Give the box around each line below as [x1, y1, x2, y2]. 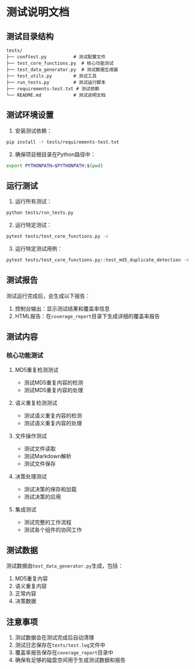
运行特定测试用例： [14, 245, 63, 252]
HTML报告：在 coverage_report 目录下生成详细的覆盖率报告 [14, 312, 160, 319]
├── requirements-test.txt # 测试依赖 [6, 86, 100, 92]
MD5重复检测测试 [14, 366, 59, 373]
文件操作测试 [14, 432, 47, 439]
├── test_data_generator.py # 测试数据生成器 [6, 67, 118, 73]
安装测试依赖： [14, 127, 52, 134]
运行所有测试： [14, 198, 52, 205]
